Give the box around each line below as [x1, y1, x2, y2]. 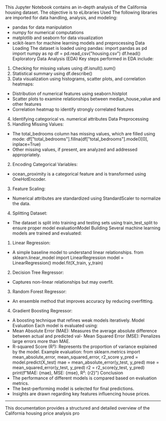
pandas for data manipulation [12, 24, 73, 30]
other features [12, 101, 41, 107]
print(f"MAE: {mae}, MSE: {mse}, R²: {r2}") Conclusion [12, 370, 124, 376]
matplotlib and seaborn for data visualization [12, 35, 103, 41]
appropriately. [12, 152, 41, 158]
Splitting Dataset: [12, 210, 48, 216]
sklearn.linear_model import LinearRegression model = [12, 254, 124, 260]
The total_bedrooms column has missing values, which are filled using [12, 131, 156, 136]
